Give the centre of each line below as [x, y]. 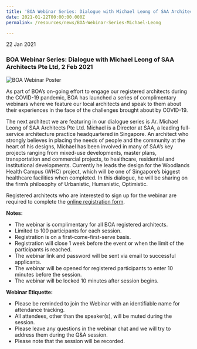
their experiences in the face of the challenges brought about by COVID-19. [97, 110]
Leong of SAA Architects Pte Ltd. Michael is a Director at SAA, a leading [93, 128]
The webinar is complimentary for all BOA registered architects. [91, 224]
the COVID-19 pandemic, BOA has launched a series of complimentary [91, 97]
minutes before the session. [48, 274]
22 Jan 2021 [21, 44]
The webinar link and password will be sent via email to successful [95, 255]
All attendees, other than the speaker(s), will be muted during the [93, 316]
